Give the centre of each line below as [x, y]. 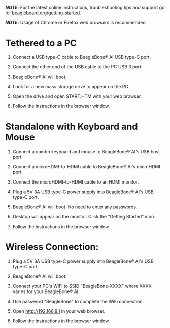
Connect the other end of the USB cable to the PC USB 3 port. [78, 67]
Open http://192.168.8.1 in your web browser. [59, 311]
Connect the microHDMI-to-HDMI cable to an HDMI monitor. [76, 181]
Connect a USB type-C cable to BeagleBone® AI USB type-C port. [82, 57]
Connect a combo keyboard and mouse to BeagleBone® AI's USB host [86, 151]
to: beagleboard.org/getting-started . [43, 13]
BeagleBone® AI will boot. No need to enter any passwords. [75, 207]
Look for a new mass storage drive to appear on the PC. [71, 86]
